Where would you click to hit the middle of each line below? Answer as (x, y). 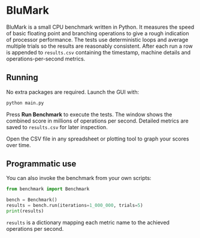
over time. (19, 145)
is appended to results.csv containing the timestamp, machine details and (99, 52)
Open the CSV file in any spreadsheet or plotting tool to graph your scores (98, 139)
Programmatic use (41, 164)
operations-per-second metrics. (46, 59)
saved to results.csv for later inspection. (57, 127)
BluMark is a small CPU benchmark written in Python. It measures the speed (100, 27)
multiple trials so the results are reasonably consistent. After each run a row (99, 46)
